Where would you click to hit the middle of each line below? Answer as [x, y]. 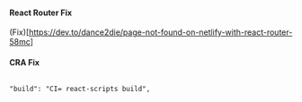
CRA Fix [25, 62]
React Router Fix [41, 13]
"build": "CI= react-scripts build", [80, 89]
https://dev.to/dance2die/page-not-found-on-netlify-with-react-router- [160, 32]
